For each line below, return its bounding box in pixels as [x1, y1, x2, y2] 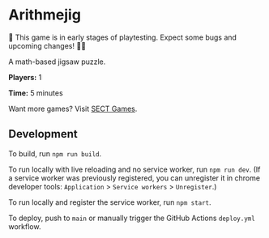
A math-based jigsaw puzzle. [8, 57, 106, 66]
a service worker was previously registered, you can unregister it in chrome [8, 172, 261, 183]
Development [8, 127, 79, 141]
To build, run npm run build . [8, 148, 102, 159]
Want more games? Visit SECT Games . [8, 104, 138, 113]
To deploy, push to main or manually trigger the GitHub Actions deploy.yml [8, 213, 255, 223]
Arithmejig [8, 6, 81, 24]
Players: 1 [8, 72, 42, 82]
